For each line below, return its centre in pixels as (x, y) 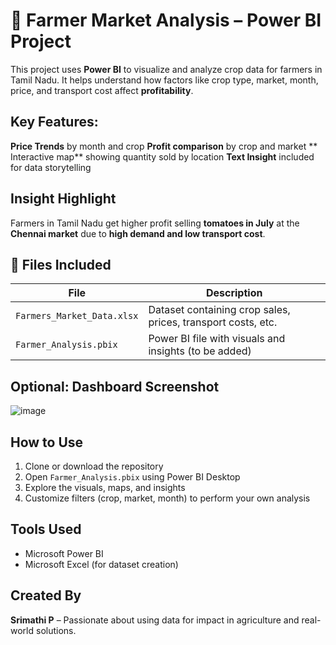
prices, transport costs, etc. (213, 322)
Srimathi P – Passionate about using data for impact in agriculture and (155, 620)
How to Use (47, 442)
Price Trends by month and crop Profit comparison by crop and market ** (164, 146)
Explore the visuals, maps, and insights (105, 487)
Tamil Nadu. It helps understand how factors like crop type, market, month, (164, 80)
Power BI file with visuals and (217, 339)
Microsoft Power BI (64, 553)
